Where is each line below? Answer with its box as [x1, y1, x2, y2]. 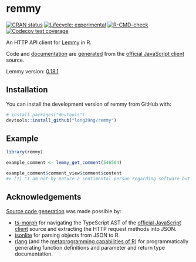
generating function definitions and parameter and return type [14, 244, 165, 251]
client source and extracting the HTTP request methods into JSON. [14, 225, 177, 232]
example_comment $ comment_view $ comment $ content [6, 170, 122, 176]
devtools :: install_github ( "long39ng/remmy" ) [6, 117, 117, 123]
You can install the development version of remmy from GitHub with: [6, 100, 171, 108]
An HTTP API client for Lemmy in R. [6, 39, 92, 46]
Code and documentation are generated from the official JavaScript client [6, 50, 185, 57]
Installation [6, 85, 48, 95]
